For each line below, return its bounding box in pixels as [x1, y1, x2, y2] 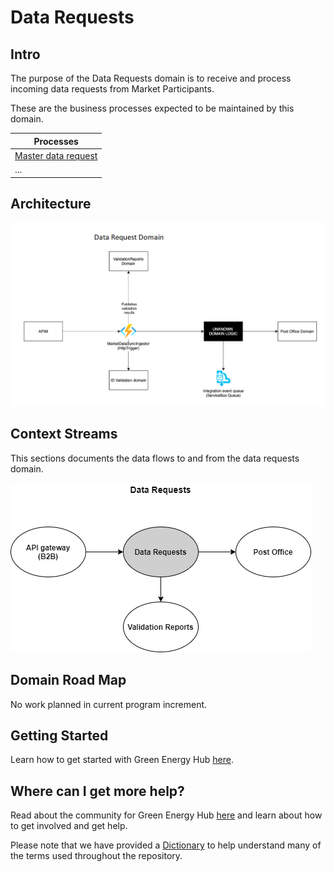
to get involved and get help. [10, 820, 128, 832]
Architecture [10, 195, 92, 212]
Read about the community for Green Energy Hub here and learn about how [10, 809, 323, 821]
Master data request [14, 149, 98, 161]
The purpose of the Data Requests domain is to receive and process [10, 72, 292, 84]
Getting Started [10, 727, 109, 744]
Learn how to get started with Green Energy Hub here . [10, 754, 234, 766]
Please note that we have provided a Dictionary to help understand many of [10, 839, 322, 851]
